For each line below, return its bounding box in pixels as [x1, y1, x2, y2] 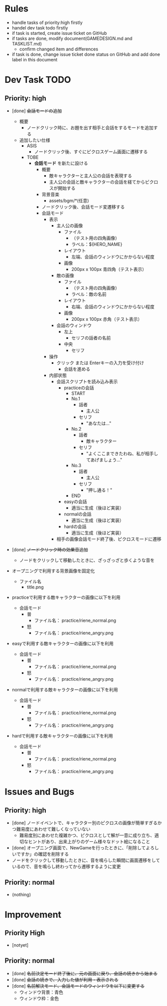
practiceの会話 [64, 385, 94, 391]
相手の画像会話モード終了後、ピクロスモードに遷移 [56, 536, 162, 542]
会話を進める [64, 366, 91, 372]
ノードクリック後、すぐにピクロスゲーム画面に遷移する [34, 148, 148, 155]
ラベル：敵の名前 [71, 291, 107, 297]
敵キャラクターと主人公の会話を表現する [49, 173, 133, 179]
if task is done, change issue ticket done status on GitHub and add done [11, 51, 161, 57]
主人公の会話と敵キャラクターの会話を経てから [49, 179, 146, 185]
